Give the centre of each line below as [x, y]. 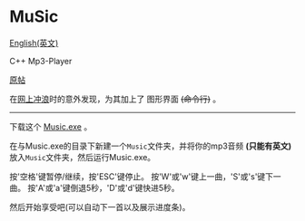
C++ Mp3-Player [41, 61]
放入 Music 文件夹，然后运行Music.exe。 [83, 157]
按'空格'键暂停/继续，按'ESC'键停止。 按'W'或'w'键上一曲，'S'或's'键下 [142, 176]
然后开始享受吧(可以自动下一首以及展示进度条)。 [100, 207]
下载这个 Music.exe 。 [51, 126]
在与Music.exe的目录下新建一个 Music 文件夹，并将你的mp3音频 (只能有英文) [151, 146]
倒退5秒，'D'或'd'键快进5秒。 [125, 187]
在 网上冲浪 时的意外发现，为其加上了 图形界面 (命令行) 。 [115, 99]
